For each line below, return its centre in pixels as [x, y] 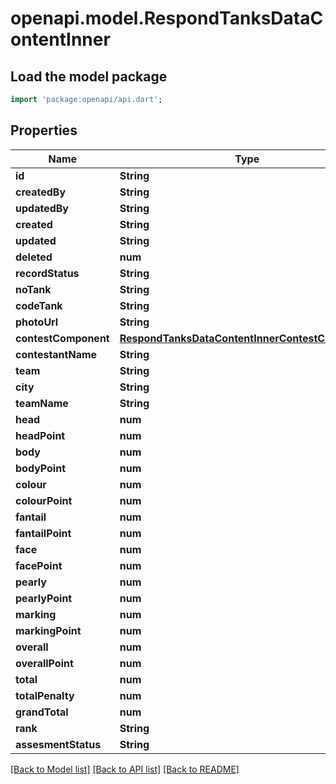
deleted [34, 257]
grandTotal [42, 712]
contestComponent [62, 338]
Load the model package [89, 76]
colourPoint [44, 500]
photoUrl [37, 322]
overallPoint [44, 663]
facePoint [39, 565]
